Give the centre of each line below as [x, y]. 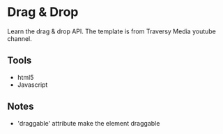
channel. [20, 38]
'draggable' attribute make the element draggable [89, 123]
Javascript [32, 85]
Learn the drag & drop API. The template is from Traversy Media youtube [111, 31]
